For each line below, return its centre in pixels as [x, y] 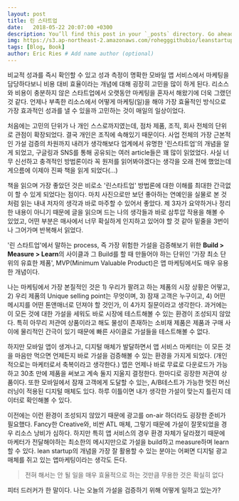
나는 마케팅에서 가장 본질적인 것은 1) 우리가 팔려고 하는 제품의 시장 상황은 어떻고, [119, 286]
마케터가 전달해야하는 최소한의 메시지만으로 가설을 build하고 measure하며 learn [118, 442]
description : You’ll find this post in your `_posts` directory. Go [111, 34]
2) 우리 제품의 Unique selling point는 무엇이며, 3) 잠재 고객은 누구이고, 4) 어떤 [117, 296]
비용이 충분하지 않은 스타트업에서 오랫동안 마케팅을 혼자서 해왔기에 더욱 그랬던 [123, 93]
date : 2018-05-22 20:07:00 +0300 [60, 27]
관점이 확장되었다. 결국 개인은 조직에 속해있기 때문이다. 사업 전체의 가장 [113, 134]
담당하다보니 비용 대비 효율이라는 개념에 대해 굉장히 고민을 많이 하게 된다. [109, 83]
